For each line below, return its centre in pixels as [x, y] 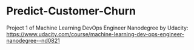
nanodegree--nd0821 [33, 40]
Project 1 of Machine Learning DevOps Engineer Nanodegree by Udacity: [97, 28]
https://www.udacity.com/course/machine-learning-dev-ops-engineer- [95, 34]
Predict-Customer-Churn [71, 11]
